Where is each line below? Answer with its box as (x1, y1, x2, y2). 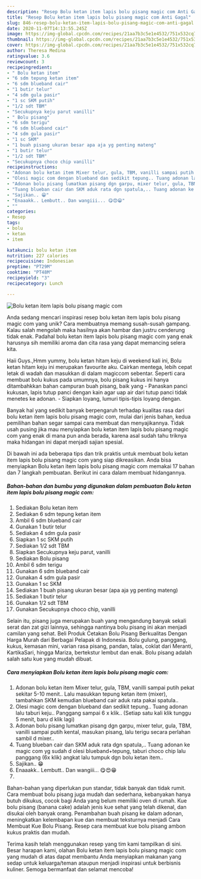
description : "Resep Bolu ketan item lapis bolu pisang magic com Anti (7, 8, 188, 15)
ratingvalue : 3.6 (7, 53, 50, 59)
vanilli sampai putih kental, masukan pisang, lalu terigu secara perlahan (15, 728, 191, 735)
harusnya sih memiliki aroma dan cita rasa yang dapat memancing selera (7, 339, 185, 346)
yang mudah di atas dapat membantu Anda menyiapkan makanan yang (7, 853, 181, 860)
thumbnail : (7, 36, 34, 42)
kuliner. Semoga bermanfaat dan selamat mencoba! (7, 865, 134, 872)
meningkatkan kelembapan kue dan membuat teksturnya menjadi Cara (7, 816, 181, 823)
